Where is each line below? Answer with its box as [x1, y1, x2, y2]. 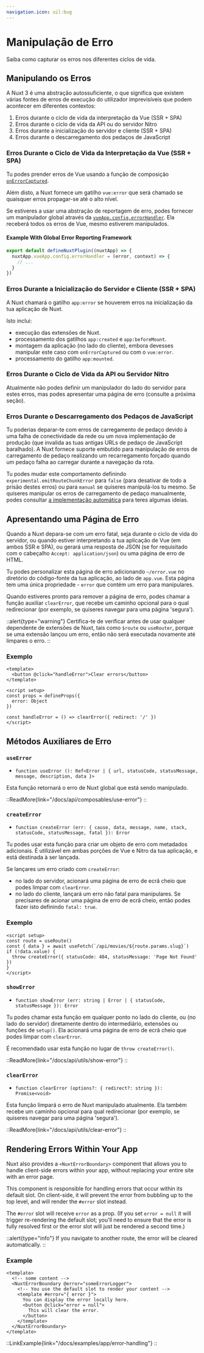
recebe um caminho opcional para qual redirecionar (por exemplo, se [6, 1108, 180, 1115]
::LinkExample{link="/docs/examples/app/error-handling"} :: [6, 1340, 158, 1347]
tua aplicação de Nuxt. [6, 305, 63, 312]
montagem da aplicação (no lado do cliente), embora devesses [15, 341, 174, 349]
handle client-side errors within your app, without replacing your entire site [6, 1166, 194, 1173]
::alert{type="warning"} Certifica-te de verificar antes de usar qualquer [6, 618, 185, 625]
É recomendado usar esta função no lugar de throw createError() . [6, 1045, 175, 1052]
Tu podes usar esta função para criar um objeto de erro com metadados [6, 841, 188, 848]
